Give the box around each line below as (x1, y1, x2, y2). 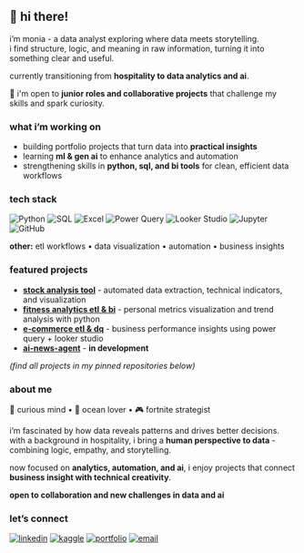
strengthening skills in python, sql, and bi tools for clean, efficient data (22, 160, 289, 171)
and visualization (22, 293, 86, 305)
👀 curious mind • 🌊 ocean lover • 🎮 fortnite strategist (9, 405, 211, 415)
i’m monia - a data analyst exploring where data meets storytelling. (9, 33, 259, 44)
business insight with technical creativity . (9, 472, 171, 483)
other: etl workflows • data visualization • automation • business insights (9, 241, 285, 251)
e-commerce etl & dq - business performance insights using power (22, 323, 277, 333)
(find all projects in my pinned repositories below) (9, 360, 196, 371)
